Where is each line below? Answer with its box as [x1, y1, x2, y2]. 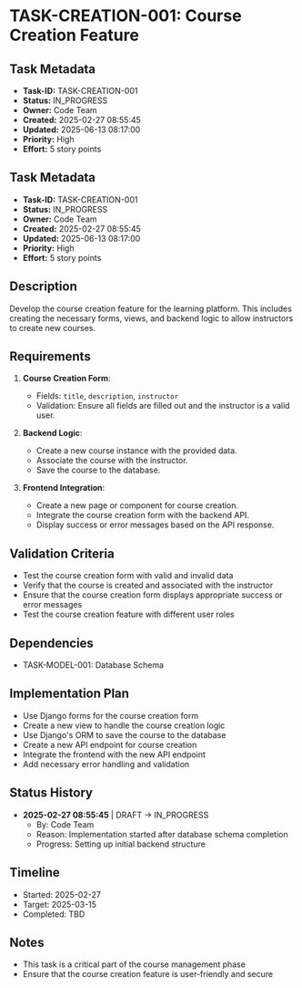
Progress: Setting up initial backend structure [35, 838, 206, 849]
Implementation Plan [9, 686, 130, 702]
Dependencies [9, 635, 94, 650]
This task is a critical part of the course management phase [22, 959, 246, 970]
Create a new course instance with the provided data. [35, 445, 238, 456]
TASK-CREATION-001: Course [9, 5, 243, 26]
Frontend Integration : [22, 483, 106, 494]
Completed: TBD [22, 909, 86, 920]
